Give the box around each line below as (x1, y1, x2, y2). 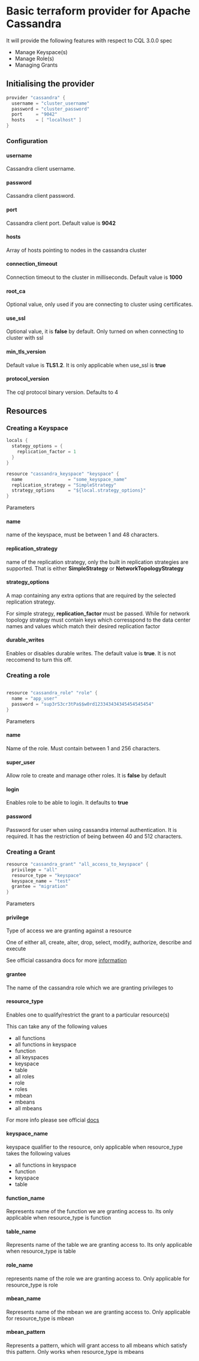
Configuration (6, 136, 48, 145)
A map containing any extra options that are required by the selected (6, 592, 176, 599)
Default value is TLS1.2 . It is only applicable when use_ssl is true (6, 361, 166, 369)
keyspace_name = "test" (11, 878, 71, 884)
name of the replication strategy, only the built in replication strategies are (6, 558, 189, 566)
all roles (14, 1072, 35, 1080)
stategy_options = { (11, 443, 63, 449)
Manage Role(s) (14, 55, 55, 62)
